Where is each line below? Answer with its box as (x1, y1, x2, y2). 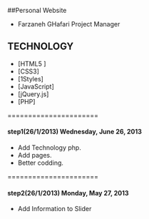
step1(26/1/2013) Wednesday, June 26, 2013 (7, 128, 143, 136)
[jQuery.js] (17, 89, 49, 98)
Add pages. (17, 151, 52, 160)
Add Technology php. (17, 143, 82, 152)
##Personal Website (7, 6, 67, 14)
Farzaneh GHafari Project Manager (17, 20, 120, 28)
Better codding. (17, 158, 64, 167)
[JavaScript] (17, 82, 55, 91)
